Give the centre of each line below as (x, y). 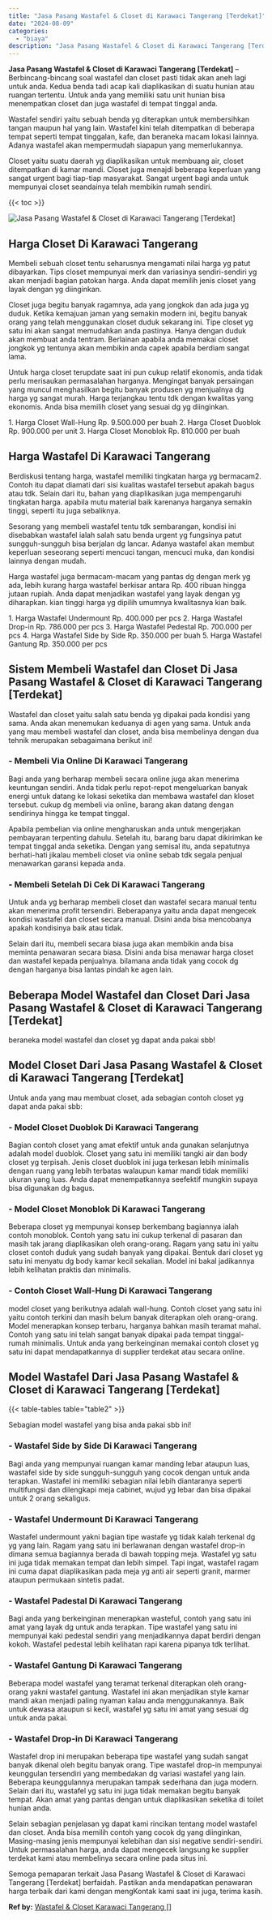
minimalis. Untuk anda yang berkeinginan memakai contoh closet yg (145, 1342)
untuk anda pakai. (38, 1717)
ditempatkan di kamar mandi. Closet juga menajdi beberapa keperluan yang (134, 170)
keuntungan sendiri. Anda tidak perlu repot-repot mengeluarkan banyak (128, 787)
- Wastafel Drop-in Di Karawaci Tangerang (93, 1738)
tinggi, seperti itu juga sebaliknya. (65, 510)
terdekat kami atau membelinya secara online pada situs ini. (108, 1858)
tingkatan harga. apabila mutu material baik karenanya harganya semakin (130, 502)
